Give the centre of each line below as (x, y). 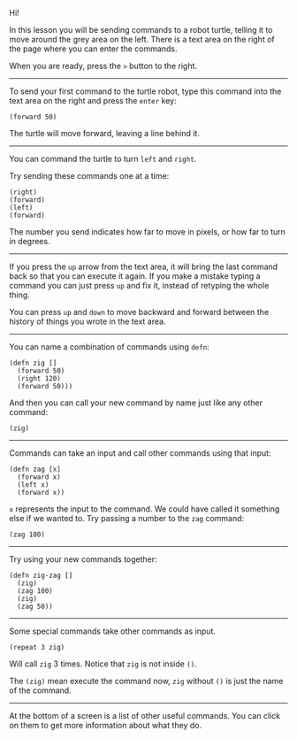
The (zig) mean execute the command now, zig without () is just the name (146, 681)
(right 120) (39, 379)
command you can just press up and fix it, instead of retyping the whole (139, 285)
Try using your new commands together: (83, 559)
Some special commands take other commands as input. (113, 631)
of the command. (41, 690)
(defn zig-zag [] (41, 575)
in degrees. (30, 241)
